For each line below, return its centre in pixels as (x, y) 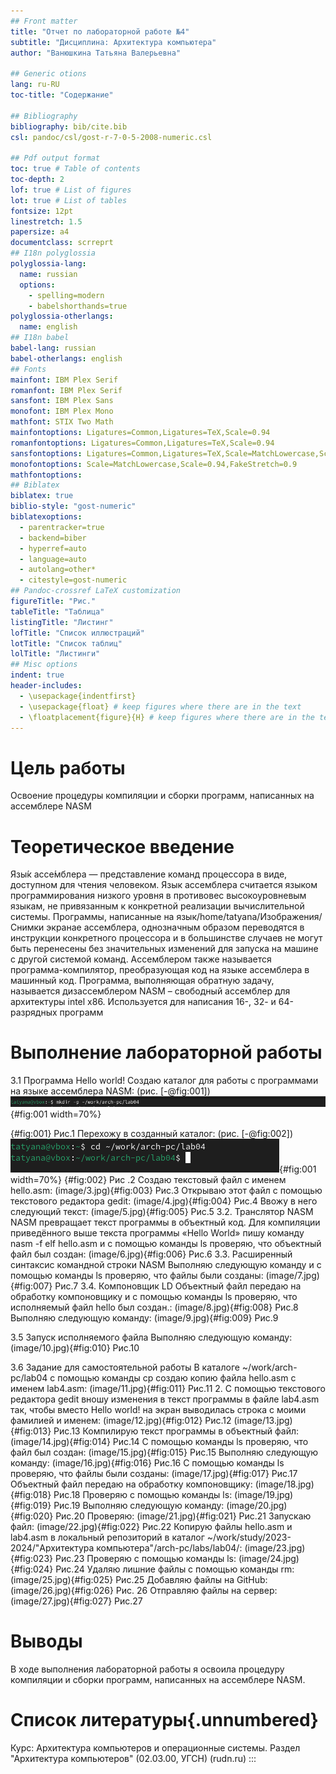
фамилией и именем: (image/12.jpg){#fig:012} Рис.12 (121, 1420)
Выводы (46, 1641)
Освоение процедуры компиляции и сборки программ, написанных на (162, 796)
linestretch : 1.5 (46, 221)
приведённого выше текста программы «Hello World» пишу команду (157, 1232)
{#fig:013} (31, 1431)
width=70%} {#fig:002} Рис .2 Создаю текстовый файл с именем (148, 1179)
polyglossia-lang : (48, 264)
